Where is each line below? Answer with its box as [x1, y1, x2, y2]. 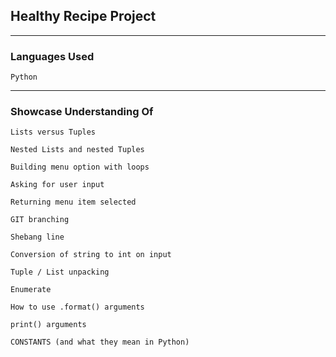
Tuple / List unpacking [10, 267, 110, 278]
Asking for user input [10, 180, 105, 190]
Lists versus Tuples [10, 127, 97, 138]
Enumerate [10, 285, 52, 295]
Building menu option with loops [10, 162, 150, 173]
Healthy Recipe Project [10, 8, 157, 25]
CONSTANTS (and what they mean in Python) [10, 337, 190, 348]
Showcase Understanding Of [10, 105, 154, 119]
